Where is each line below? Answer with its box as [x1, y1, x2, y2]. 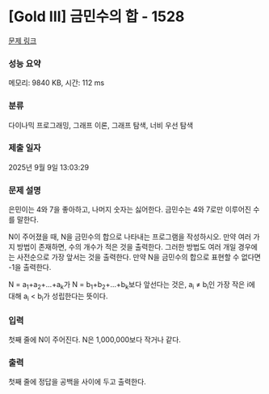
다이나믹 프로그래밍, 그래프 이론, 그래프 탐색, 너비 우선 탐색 [8, 120, 194, 130]
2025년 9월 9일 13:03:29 [8, 162, 90, 172]
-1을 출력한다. [8, 263, 52, 272]
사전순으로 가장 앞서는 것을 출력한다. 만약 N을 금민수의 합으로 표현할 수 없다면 [16, 252, 261, 262]
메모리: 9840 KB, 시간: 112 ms [8, 78, 105, 88]
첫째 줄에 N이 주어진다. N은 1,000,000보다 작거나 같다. [8, 335, 182, 345]
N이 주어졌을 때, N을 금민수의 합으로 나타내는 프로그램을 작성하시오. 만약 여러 [8, 232, 252, 242]
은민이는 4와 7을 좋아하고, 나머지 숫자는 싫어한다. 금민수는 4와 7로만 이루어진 [8, 204, 252, 215]
